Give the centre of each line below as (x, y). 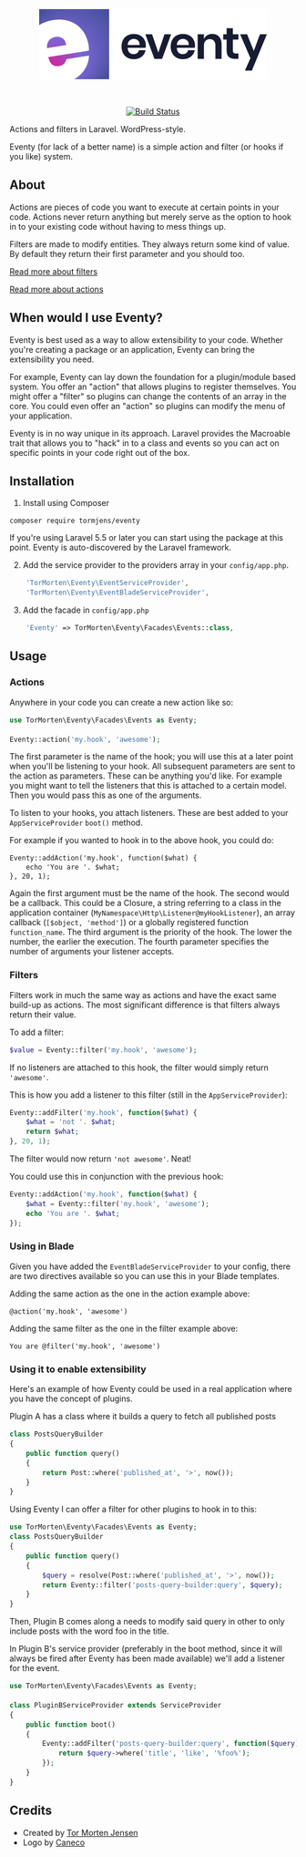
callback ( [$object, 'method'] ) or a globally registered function (129, 923)
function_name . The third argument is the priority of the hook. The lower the (151, 932)
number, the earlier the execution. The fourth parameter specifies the (139, 942)
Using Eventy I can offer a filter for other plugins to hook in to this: (133, 1510)
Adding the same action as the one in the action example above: (130, 1294)
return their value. (43, 1014)
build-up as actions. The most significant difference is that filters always (145, 1005)
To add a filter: (37, 1032)
